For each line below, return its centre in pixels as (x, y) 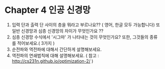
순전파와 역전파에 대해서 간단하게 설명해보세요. (57, 49)
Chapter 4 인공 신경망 (48, 10)
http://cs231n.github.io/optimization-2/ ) (52, 61)
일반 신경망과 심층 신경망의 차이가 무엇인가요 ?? (58, 31)
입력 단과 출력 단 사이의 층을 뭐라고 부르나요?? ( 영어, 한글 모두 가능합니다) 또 (86, 25)
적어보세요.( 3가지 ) (36, 43)
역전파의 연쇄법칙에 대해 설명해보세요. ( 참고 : (55, 55)
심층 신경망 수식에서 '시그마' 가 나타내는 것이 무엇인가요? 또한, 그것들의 (80, 37)
